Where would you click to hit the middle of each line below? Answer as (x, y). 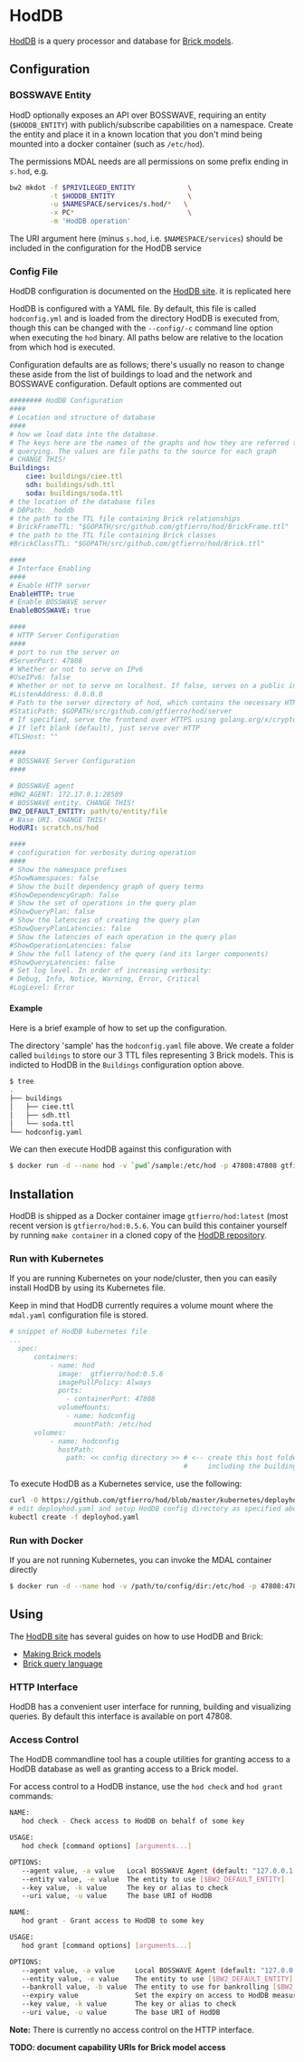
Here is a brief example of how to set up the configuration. (119, 1028)
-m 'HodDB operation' (90, 221)
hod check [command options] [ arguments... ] (107, 1846)
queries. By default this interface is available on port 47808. (121, 1716)
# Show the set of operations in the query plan (103, 903)
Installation (42, 1194)
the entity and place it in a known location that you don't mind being (136, 134)
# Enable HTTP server (50, 585)
